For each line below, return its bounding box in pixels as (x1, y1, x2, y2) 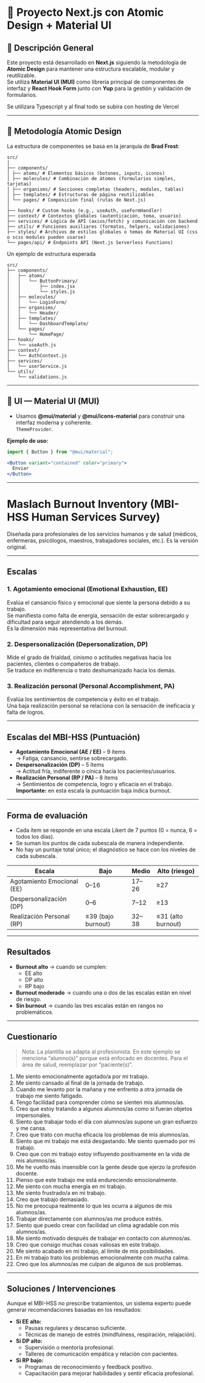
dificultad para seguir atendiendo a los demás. (7, 618, 123, 625)
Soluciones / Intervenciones (7, 1283, 116, 1293)
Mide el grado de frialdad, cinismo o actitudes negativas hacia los (7, 654, 172, 661)
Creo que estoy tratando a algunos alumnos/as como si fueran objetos (15, 1105, 193, 1112)
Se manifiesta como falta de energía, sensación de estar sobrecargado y (7, 611, 189, 619)
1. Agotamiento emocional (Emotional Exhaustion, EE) (7, 585, 168, 593)
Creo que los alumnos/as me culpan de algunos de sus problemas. (15, 1260, 183, 1267)
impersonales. (15, 1111, 52, 1119)
